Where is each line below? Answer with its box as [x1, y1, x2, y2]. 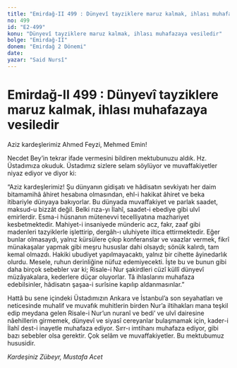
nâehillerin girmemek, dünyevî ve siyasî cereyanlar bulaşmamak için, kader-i [7, 316, 229, 325]
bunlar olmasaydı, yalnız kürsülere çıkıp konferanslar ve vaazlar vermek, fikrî [7, 235, 230, 244]
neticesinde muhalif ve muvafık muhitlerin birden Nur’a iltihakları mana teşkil [7, 301, 229, 309]
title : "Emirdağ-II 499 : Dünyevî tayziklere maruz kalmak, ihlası [7, 10, 210, 18]
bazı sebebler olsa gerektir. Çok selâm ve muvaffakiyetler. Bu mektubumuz [7, 331, 224, 340]
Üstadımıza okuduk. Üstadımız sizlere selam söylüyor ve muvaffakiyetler [7, 161, 218, 170]
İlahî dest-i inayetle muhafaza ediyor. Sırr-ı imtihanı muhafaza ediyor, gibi [7, 324, 219, 332]
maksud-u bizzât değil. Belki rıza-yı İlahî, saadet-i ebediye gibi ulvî [7, 205, 200, 213]
